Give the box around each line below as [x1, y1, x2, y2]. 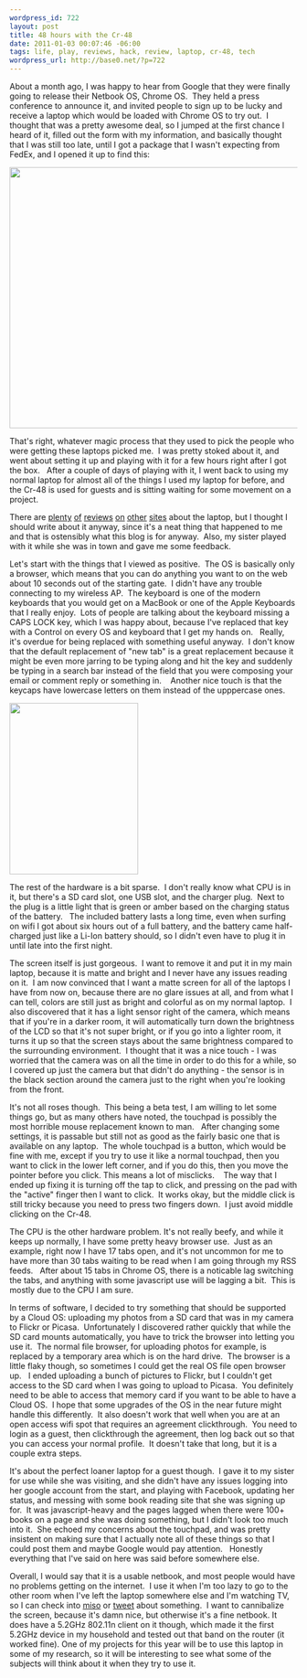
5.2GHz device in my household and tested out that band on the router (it [9, 1629, 285, 1640]
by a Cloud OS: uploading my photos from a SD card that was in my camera [9, 1312, 294, 1322]
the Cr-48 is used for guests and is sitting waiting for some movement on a [9, 484, 291, 494]
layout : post [9, 22, 59, 31]
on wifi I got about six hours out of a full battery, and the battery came [9, 920, 273, 931]
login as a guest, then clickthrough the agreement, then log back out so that [9, 1428, 295, 1439]
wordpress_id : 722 [9, 13, 79, 23]
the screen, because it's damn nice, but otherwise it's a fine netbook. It [9, 1609, 277, 1620]
